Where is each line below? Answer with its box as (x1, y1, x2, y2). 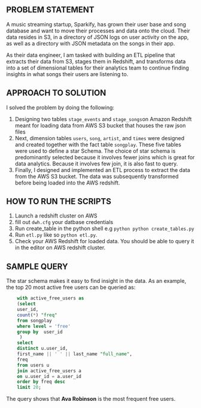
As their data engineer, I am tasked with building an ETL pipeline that (6, 51, 175, 59)
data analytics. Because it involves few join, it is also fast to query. (14, 160, 178, 167)
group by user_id (17, 329, 63, 335)
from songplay (17, 318, 52, 324)
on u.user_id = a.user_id (17, 373, 82, 379)
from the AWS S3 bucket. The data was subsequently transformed (14, 173, 179, 180)
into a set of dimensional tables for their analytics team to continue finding (6, 64, 190, 71)
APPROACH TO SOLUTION (6, 88, 106, 98)
